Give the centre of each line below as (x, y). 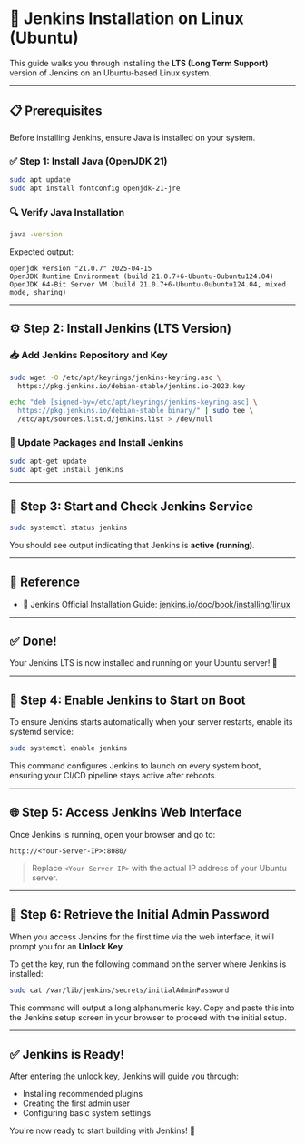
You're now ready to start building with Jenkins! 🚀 (102, 1130)
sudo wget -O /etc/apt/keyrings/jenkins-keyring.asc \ (115, 377)
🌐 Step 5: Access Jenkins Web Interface (126, 813)
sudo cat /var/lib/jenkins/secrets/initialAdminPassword (119, 990)
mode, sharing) (38, 292)
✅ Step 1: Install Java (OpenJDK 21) (89, 161)
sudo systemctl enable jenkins (69, 748)
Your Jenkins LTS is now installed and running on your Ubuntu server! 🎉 (144, 663)
